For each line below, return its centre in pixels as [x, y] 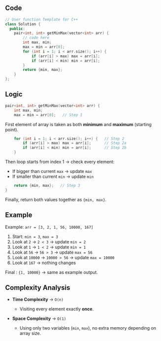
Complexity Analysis [38, 288]
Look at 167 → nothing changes [44, 263]
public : [17, 29]
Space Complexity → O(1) [39, 319]
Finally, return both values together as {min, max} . [56, 200]
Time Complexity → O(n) [38, 300]
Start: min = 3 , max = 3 [35, 237]
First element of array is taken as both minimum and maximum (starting [78, 124]
